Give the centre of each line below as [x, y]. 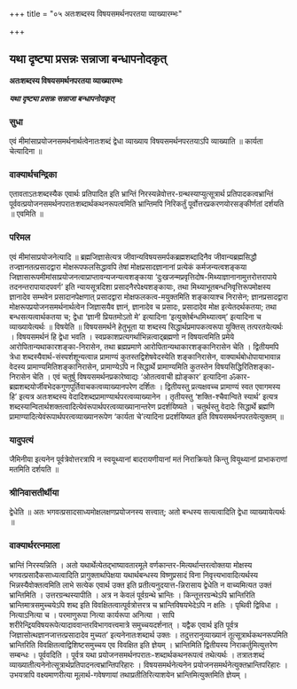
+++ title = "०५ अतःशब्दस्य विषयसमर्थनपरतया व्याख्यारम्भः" [96, 14]
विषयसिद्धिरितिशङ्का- [244, 366]
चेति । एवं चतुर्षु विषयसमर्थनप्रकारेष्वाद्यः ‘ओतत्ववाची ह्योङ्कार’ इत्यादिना [130, 376]
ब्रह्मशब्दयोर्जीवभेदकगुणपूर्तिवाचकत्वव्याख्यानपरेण [73, 387]
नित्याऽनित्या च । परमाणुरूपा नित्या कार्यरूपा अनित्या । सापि [92, 615]
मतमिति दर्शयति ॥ [34, 469]
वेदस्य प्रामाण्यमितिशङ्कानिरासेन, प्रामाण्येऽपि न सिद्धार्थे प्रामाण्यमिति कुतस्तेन [111, 366]
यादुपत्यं [21, 440]
